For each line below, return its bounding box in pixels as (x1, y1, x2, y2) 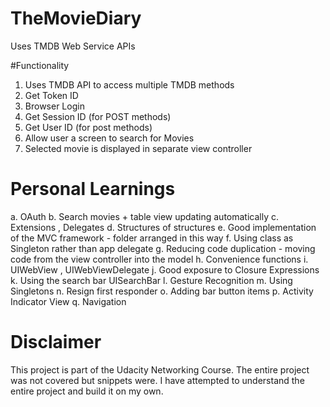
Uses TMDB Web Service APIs (10, 40, 136, 52)
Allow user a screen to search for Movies (24, 132, 195, 144)
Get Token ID (24, 89, 79, 101)
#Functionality (10, 59, 70, 71)
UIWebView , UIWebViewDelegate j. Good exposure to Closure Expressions (10, 263, 320, 276)
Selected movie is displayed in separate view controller (24, 142, 253, 154)
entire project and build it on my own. (10, 385, 164, 397)
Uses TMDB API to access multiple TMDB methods (24, 78, 235, 91)
